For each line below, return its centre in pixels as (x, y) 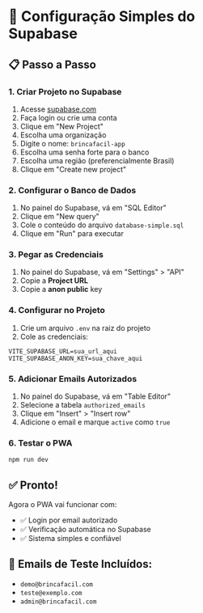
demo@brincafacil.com (56, 584)
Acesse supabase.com (58, 109)
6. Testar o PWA (40, 442)
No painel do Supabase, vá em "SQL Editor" (93, 208)
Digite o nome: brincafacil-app (72, 143)
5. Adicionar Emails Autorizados (73, 378)
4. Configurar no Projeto (57, 311)
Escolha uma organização (63, 135)
